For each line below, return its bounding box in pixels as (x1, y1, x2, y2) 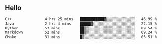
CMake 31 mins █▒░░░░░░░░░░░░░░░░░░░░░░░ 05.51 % (5, 35, 157, 40)
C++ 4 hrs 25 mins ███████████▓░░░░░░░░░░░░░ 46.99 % (5, 16, 157, 21)
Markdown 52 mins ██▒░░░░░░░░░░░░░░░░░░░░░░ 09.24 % (5, 30, 157, 35)
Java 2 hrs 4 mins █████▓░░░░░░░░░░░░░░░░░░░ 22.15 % (5, 21, 157, 26)
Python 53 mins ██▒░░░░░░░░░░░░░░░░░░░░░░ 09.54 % (5, 26, 157, 30)
